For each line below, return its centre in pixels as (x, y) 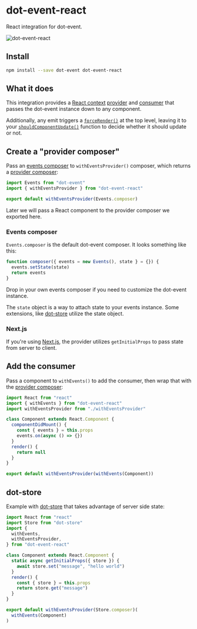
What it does (30, 89)
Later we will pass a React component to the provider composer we (88, 210)
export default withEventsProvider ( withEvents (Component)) (80, 474)
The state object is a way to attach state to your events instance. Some (93, 307)
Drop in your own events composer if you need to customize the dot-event (96, 289)
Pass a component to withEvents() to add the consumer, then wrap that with (99, 381)
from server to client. (31, 348)
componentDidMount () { (39, 425)
